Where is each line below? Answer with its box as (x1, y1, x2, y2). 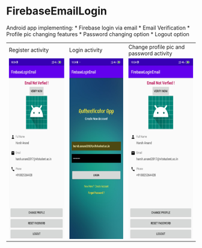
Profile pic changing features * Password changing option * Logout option (6, 30, 189, 37)
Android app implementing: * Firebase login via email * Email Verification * (6, 24, 191, 31)
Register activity (8, 46, 49, 54)
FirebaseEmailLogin (6, 4, 107, 18)
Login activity (69, 46, 103, 54)
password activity (128, 49, 173, 57)
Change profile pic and (128, 43, 185, 51)
